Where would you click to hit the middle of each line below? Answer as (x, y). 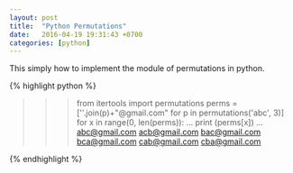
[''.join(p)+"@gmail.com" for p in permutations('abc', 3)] (180, 113)
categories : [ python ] (50, 43)
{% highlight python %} (53, 86)
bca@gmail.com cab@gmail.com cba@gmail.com (169, 141)
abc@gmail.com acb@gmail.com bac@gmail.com (169, 132)
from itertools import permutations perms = (157, 104)
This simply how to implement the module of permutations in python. (137, 68)
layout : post (34, 18)
